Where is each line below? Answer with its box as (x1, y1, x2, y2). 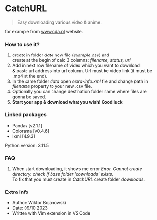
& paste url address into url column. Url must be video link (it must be (12, 68, 152, 74)
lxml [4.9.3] (12, 133, 35, 139)
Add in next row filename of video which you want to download (12, 62, 140, 69)
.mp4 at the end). (12, 73, 48, 79)
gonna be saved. (12, 94, 47, 100)
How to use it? (5, 41, 40, 48)
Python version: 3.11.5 (5, 142, 49, 148)
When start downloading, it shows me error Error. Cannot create (12, 165, 142, 172)
